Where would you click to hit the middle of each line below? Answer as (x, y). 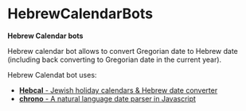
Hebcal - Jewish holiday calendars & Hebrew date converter (118, 90)
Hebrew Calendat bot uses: (52, 75)
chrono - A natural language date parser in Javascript (107, 98)
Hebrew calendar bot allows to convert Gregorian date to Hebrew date (123, 51)
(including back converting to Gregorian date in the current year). (115, 59)
